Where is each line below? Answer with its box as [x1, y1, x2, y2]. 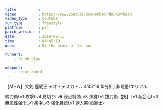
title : [5, 7, 41, 12]
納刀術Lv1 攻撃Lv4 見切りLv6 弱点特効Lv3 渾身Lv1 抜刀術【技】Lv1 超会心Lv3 [5, 94, 159, 100]
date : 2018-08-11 [5, 34, 64, 39]
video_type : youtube [5, 16, 58, 21]
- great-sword [14, 70, 42, 75]
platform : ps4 [5, 25, 49, 30]
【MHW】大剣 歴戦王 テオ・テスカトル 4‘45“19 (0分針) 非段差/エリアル [5, 83, 148, 90]
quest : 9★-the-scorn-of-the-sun [5, 43, 93, 48]
